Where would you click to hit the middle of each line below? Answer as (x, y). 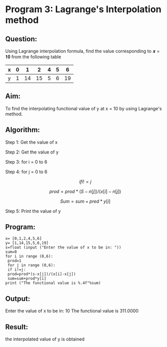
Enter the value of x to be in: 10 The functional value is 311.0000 (72, 311)
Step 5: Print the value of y (33, 211)
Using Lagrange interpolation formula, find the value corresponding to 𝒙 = (82, 51)
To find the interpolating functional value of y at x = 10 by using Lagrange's (84, 108)
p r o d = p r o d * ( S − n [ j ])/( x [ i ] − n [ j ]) (85, 191)
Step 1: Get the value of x (31, 142)
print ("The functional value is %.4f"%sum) (53, 283)
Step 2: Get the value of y (32, 152)
